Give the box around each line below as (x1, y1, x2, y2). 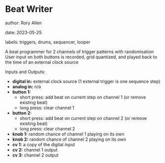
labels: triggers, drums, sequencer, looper (5, 39, 90, 45)
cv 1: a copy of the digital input (12, 141, 75, 147)
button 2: (12, 110, 32, 116)
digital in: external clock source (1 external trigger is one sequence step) (12, 78, 161, 84)
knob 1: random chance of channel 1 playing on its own (12, 131, 124, 137)
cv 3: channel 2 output (12, 152, 59, 158)
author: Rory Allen (5, 20, 42, 26)
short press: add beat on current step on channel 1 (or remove (19, 94, 146, 100)
